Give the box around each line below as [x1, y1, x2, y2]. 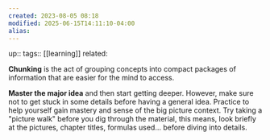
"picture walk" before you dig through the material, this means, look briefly [8, 114, 256, 124]
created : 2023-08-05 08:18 [8, 11, 99, 20]
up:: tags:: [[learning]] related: [8, 49, 108, 59]
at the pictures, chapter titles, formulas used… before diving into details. [8, 122, 247, 133]
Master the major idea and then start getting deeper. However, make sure [8, 89, 254, 98]
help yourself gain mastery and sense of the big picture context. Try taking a [8, 105, 263, 115]
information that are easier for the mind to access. [8, 73, 175, 83]
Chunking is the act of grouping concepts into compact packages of [8, 64, 236, 74]
